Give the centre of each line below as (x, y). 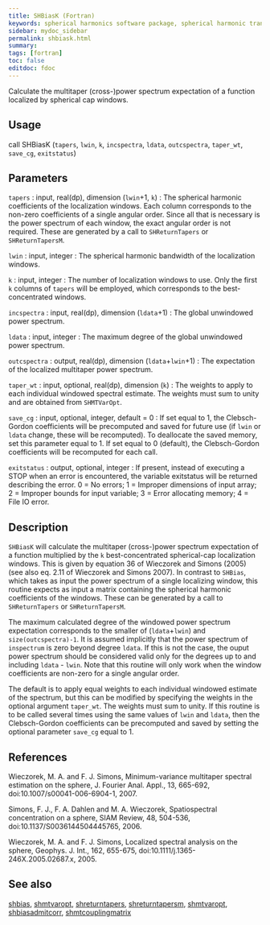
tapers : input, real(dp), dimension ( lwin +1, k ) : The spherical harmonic (125, 197)
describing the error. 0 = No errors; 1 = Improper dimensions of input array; (133, 485)
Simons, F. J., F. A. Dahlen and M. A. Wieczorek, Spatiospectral (113, 809)
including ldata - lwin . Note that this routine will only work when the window (135, 665)
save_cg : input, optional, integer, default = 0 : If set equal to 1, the (117, 418)
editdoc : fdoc (32, 68)
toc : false (27, 61)
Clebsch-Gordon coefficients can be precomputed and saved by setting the (134, 723)
